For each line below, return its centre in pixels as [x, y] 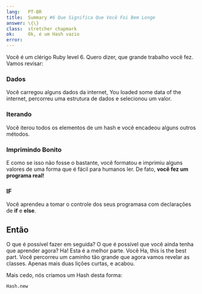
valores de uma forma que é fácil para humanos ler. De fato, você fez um [97, 169]
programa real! [25, 175]
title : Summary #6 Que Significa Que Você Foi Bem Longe [81, 18]
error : [15, 40]
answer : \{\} [23, 23]
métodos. [18, 134]
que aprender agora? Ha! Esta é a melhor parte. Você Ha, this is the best [96, 251]
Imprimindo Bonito [34, 150]
